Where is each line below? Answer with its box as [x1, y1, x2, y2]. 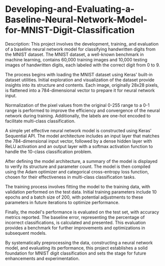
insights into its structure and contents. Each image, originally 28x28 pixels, [5, 82, 159, 88]
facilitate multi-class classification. [5, 118, 76, 124]
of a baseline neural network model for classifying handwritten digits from [5, 46, 156, 52]
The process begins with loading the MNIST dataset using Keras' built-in [5, 71, 153, 77]
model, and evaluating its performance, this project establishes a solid [5, 245, 148, 251]
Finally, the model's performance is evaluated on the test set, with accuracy [5, 209, 160, 215]
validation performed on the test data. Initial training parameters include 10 [5, 189, 157, 195]
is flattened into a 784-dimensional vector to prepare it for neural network [5, 87, 155, 93]
